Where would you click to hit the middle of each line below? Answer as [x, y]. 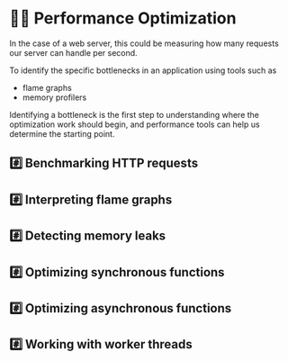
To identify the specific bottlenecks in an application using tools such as [143, 70]
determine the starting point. [62, 133]
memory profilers [54, 97]
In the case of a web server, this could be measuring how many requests [144, 43]
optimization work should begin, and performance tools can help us [135, 124]
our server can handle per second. [73, 52]
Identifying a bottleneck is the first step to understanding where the [134, 114]
